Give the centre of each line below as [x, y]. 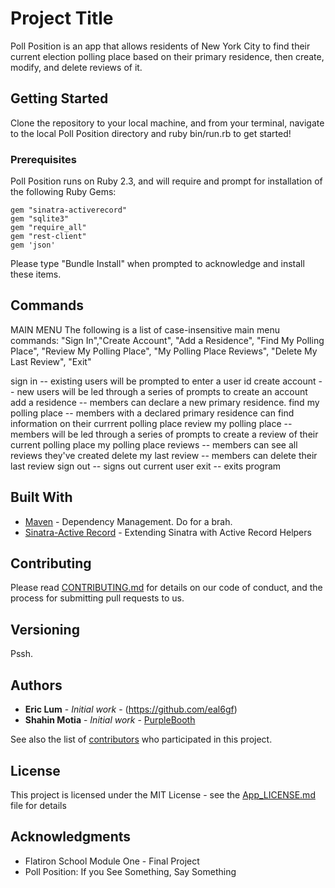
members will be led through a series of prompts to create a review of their [164, 434]
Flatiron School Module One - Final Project [112, 861]
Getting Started [59, 98]
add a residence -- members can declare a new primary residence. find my [165, 402]
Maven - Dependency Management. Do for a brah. [128, 521]
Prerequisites [43, 159]
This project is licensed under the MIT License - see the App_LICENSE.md [163, 794]
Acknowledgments [71, 837]
